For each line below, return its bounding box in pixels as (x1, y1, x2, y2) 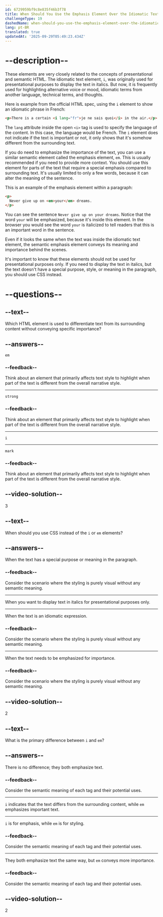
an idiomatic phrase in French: (5, 106, 65, 112)
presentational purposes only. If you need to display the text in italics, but (5, 262, 151, 267)
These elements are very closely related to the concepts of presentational (5, 71, 153, 77)
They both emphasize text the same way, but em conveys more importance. (5, 857, 155, 864)
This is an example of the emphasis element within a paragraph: (5, 184, 133, 190)
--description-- (5, 55, 69, 66)
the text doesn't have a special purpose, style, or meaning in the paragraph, (5, 266, 157, 272)
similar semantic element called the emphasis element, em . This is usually (5, 154, 151, 160)
